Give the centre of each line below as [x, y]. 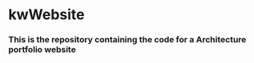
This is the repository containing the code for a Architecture [127, 40]
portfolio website [42, 49]
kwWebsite [46, 15]
